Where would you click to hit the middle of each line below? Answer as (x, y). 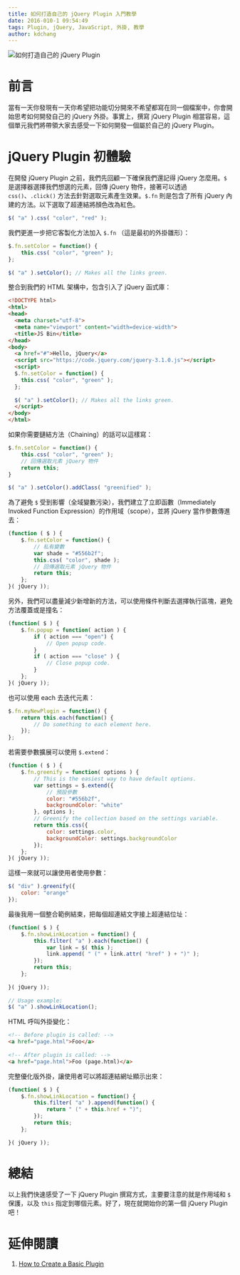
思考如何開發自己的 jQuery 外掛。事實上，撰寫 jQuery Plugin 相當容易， (119, 117)
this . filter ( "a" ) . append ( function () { (94, 1103)
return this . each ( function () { (67, 718)
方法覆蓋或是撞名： (36, 610)
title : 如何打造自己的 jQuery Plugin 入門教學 (73, 14)
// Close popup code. (78, 664)
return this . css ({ (61, 825)
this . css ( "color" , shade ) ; (77, 560)
